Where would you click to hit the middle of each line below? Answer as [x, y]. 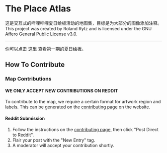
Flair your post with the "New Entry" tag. [54, 140]
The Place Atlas [38, 9]
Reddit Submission [25, 118]
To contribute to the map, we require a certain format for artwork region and [83, 102]
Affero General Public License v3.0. [42, 34]
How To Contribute [35, 65]
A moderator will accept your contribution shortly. [63, 145]
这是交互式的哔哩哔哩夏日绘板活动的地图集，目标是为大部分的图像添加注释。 [83, 23]
